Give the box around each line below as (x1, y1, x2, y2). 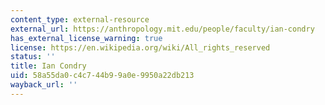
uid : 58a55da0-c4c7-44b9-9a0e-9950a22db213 (10, 71, 195, 81)
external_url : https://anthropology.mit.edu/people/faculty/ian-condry (10, 24, 315, 34)
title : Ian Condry (10, 61, 87, 71)
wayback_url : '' (10, 80, 78, 90)
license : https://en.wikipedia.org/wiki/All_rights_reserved (10, 42, 271, 53)
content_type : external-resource (10, 14, 150, 25)
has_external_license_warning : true (10, 33, 163, 43)
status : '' (10, 52, 56, 62)
